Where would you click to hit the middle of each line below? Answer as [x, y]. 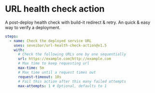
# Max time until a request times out [57, 72]
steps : [12, 36]
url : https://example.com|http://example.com [64, 59]
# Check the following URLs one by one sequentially [72, 54]
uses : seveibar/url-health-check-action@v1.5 [60, 45]
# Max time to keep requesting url [54, 63]
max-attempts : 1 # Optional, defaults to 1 [62, 86]
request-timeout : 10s [40, 77]
